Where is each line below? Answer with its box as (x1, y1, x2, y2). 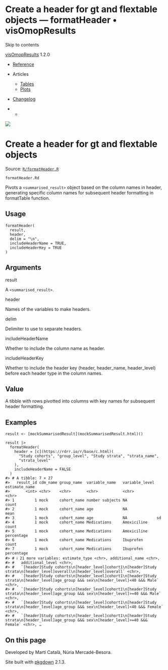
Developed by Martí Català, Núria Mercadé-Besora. (5, 649, 112, 655)
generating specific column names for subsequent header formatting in (5, 189, 154, 195)
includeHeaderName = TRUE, (10, 241, 67, 246)
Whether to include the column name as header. (5, 345, 105, 351)
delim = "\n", (10, 236, 39, 241)
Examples (5, 418, 37, 427)
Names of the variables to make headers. (5, 306, 91, 312)
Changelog (12, 96, 36, 102)
